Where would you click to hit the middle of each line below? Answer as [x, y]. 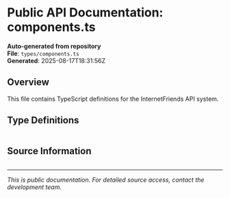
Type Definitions [43, 120]
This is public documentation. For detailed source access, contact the [106, 180]
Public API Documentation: [85, 13]
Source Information [49, 151]
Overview [28, 83]
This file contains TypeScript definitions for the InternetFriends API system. [113, 99]
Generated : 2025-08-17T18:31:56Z [56, 60]
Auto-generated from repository [54, 46]
